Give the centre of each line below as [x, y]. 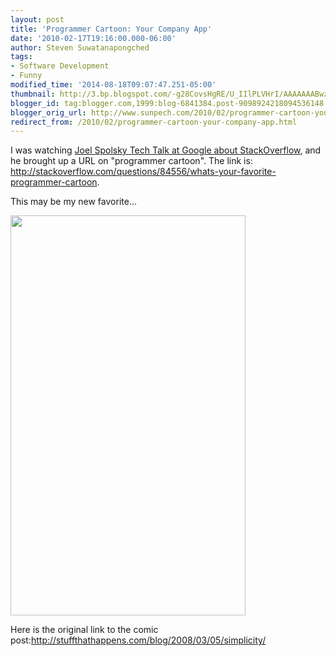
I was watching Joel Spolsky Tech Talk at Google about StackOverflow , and [166, 150]
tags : [21, 57]
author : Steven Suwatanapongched [80, 47]
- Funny [26, 76]
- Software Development [60, 66]
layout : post [37, 19]
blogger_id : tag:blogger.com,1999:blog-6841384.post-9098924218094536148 [167, 103]
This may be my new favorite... [73, 202]
